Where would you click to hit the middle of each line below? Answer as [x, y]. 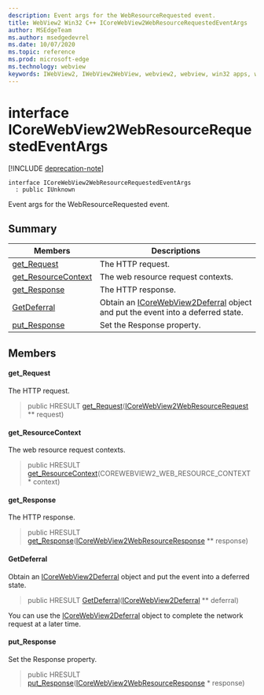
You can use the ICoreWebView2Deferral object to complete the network [126, 616]
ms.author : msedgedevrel [49, 37]
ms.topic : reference [42, 52]
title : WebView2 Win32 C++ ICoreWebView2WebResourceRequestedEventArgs [128, 23]
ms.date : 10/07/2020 [42, 45]
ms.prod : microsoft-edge [49, 60]
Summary [33, 229]
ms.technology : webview [47, 67]
